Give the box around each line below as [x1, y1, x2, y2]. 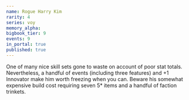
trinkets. [6, 88, 27, 95]
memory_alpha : [6, 25, 41, 31]
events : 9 [6, 36, 31, 42]
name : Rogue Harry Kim [6, 8, 62, 15]
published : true [6, 47, 46, 53]
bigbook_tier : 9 [6, 31, 46, 36]
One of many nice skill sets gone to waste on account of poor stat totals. [6, 63, 183, 70]
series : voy [6, 19, 35, 25]
